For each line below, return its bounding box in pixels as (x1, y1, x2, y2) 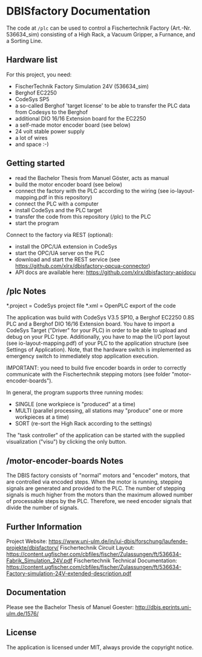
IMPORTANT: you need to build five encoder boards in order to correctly (6, 364, 186, 372)
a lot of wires (15, 134, 48, 141)
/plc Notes (6, 286, 47, 296)
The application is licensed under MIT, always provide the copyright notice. (6, 644, 194, 651)
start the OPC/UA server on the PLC (15, 249, 105, 256)
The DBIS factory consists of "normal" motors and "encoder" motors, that (6, 472, 190, 479)
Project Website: (6, 538, 47, 545)
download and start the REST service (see (15, 256, 120, 263)
